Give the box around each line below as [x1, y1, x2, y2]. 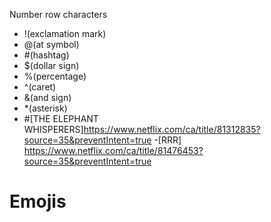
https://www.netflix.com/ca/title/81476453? [23, 145, 204, 156]
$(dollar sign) [23, 60, 80, 71]
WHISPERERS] [23, 124, 84, 135]
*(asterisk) [23, 102, 68, 114]
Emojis [9, 190, 67, 213]
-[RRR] [153, 134, 182, 146]
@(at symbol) [23, 39, 80, 50]
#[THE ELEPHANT [23, 113, 99, 124]
